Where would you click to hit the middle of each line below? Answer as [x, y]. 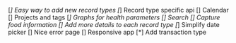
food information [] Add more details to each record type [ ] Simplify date [114, 25]
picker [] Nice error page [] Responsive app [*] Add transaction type [107, 32]
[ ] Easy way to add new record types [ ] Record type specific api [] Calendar [118, 10]
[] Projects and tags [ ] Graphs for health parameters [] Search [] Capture [114, 17]
